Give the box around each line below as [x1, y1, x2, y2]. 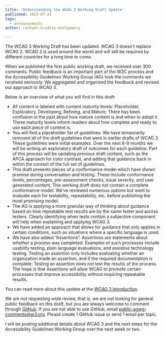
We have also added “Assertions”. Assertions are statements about [12, 235, 148, 241]
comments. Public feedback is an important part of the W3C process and [5, 69, 154, 75]
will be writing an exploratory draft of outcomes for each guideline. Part [12, 146, 158, 151]
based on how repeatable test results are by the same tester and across [12, 208, 159, 215]
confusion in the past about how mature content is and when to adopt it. [12, 114, 159, 120]
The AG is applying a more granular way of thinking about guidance [12, 203, 149, 209]
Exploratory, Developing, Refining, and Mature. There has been [12, 109, 140, 115]
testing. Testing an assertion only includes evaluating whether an [12, 250, 144, 257]
